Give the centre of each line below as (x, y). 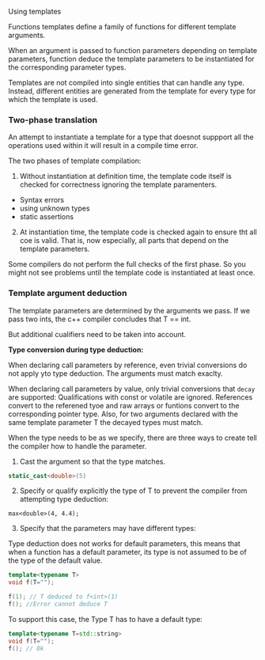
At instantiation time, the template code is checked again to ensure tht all (138, 232)
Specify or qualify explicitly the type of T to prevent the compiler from (133, 491)
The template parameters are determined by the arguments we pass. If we (129, 310)
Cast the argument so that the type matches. (93, 461)
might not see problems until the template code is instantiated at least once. (132, 273)
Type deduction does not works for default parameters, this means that (125, 544)
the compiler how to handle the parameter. (78, 446)
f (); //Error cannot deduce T (58, 605)
